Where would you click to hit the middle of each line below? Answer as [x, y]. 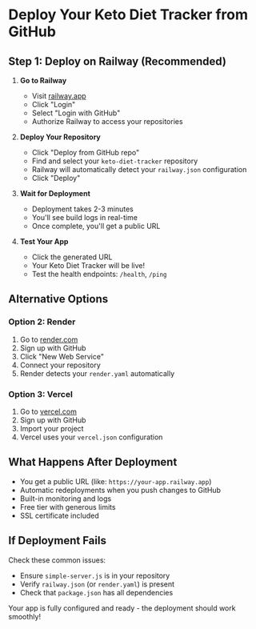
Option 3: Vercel [41, 394]
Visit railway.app [59, 96]
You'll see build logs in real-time [85, 217]
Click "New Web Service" [62, 356]
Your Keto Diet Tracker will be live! [88, 265]
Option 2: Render [42, 322]
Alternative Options [58, 299]
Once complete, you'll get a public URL [96, 226]
